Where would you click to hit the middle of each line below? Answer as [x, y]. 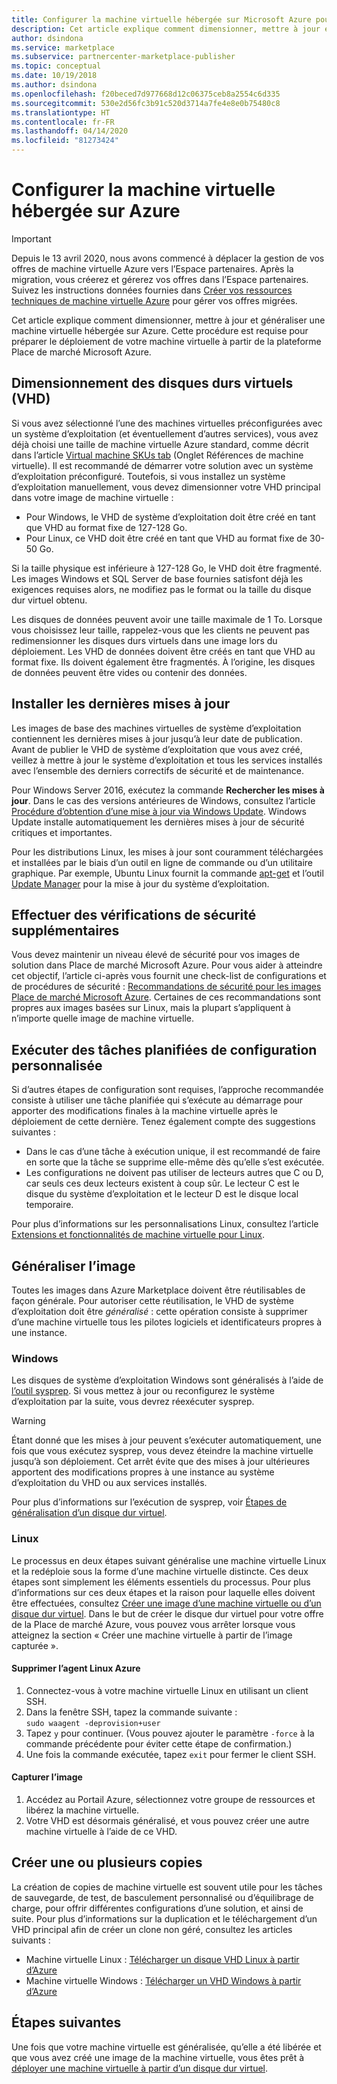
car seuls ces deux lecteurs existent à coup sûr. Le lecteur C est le [162, 1183]
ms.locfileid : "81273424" [65, 141]
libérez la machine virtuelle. [82, 1810]
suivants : [31, 1940]
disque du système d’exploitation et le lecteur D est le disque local [162, 1194]
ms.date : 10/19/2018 [54, 76]
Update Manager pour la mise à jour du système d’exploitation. [140, 883]
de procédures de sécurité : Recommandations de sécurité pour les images [166, 987]
